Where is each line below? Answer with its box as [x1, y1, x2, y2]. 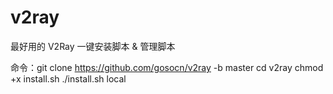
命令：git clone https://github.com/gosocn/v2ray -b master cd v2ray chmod [10, 61, 324, 73]
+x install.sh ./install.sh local [10, 72, 127, 85]
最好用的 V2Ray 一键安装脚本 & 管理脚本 [10, 40, 176, 52]
